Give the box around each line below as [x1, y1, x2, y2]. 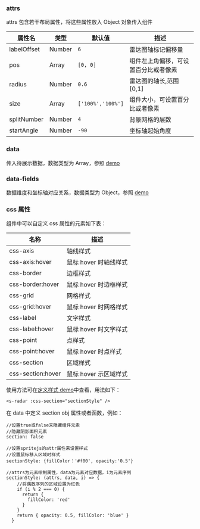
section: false [6, 434, 44, 440]
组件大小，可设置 [129, 95, 177, 104]
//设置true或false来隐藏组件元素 [6, 422, 80, 428]
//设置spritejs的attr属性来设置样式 [6, 446, 88, 452]
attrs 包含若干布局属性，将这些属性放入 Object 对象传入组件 [6, 18, 153, 26]
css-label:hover [9, 325, 54, 333]
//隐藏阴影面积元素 [6, 429, 48, 435]
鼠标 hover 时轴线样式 [66, 258, 128, 266]
